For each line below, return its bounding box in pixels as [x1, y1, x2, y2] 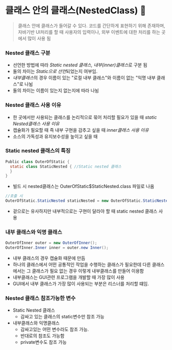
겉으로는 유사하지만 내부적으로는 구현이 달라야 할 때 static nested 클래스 [12, 208, 158, 215]
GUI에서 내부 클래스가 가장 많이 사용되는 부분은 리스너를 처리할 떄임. [12, 281, 149, 287]
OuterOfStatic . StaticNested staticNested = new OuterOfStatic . [5, 198, 143, 203]
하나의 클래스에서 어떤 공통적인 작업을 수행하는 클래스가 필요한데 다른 [12, 262, 151, 268]
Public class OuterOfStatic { [5, 159, 70, 164]
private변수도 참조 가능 [20, 339, 67, 345]
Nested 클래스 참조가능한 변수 [5, 295, 76, 302]
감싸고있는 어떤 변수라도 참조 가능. [20, 326, 89, 333]
